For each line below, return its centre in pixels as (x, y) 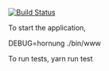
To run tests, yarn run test (51, 59)
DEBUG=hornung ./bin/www (55, 43)
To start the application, (47, 28)
